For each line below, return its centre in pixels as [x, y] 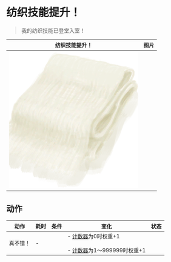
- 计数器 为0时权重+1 [94, 236]
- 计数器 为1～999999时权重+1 [107, 250]
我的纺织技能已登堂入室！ [53, 30]
